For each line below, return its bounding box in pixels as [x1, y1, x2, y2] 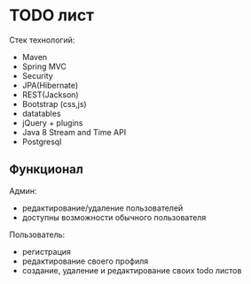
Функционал [9, 162, 84, 177]
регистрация [21, 246, 71, 257]
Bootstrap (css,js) [21, 98, 87, 109]
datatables [21, 108, 61, 119]
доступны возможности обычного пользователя [21, 211, 207, 222]
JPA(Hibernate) [21, 80, 79, 90]
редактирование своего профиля [21, 256, 149, 266]
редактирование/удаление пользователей [21, 203, 184, 213]
